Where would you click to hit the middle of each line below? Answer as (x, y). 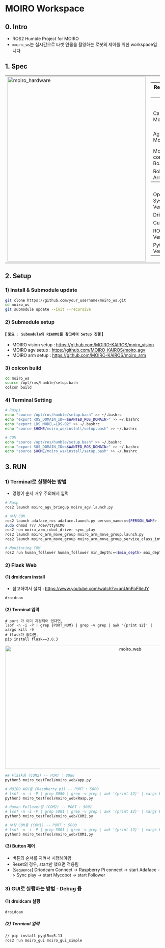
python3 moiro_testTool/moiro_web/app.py (48, 780)
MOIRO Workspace (45, 9)
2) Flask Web (21, 565)
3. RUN (16, 467)
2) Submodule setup (30, 322)
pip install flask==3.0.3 (31, 639)
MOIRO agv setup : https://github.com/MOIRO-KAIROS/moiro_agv (79, 350)
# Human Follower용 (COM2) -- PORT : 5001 (49, 807)
